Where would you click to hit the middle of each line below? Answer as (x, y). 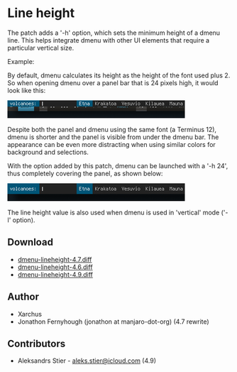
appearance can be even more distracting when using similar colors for (112, 144)
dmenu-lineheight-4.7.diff (55, 259)
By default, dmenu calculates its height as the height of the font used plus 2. (119, 75)
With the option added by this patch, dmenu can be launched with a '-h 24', (118, 165)
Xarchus (30, 314)
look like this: (27, 90)
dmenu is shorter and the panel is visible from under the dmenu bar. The (113, 137)
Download (30, 242)
